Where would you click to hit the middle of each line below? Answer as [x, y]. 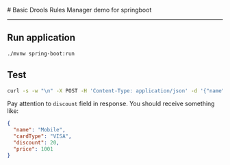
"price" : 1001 [33, 149]
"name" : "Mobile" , [40, 130]
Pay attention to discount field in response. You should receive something [111, 104]
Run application [41, 38]
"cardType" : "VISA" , [42, 136]
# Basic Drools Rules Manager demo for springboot [79, 10]
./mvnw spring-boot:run [41, 53]
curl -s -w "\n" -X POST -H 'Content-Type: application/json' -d [102, 91]
